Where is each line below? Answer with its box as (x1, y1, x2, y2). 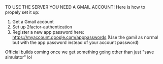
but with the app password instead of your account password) (12, 40, 139, 45)
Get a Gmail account (12, 19, 54, 24)
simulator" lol (5, 54, 32, 60)
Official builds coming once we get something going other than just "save (5, 49, 154, 55)
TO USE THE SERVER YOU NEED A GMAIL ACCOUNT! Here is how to (5, 4, 145, 10)
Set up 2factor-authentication (12, 24, 72, 30)
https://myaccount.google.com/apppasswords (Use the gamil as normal (12, 34, 159, 40)
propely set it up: (5, 9, 39, 15)
